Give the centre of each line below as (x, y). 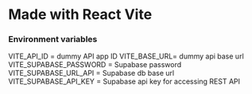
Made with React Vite (80, 15)
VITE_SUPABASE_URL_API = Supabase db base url (91, 73)
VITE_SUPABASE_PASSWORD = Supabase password (95, 65)
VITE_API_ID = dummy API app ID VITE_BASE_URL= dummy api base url (126, 56)
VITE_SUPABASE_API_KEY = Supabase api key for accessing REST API (124, 81)
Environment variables (53, 39)
